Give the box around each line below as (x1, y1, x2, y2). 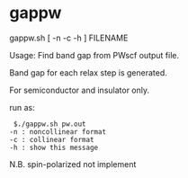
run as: (9, 102, 36, 112)
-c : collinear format (9, 135, 94, 144)
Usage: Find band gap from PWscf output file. (9, 49, 180, 60)
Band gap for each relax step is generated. (9, 67, 168, 78)
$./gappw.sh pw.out (13, 120, 87, 129)
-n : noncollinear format (9, 127, 106, 137)
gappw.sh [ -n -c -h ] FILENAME (9, 32, 129, 43)
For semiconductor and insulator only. (9, 85, 150, 95)
